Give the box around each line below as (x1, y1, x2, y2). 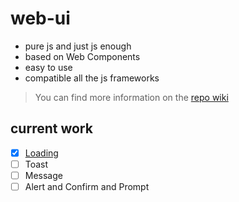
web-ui (10, 7, 71, 30)
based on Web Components (24, 50, 141, 62)
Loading (24, 147, 59, 159)
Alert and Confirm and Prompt (24, 180, 150, 192)
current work (10, 120, 93, 137)
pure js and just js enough (24, 40, 132, 52)
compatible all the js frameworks (24, 72, 160, 84)
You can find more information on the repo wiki (34, 91, 229, 103)
